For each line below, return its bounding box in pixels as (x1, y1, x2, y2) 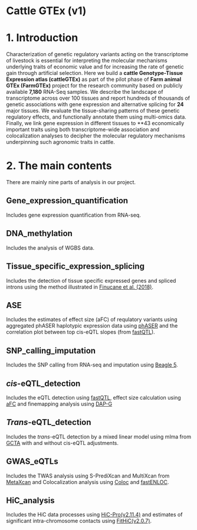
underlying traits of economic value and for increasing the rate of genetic (6, 63, 184, 70)
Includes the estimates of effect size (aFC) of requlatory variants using (6, 316, 178, 323)
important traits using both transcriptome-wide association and (6, 126, 160, 133)
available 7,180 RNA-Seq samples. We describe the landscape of (6, 89, 163, 96)
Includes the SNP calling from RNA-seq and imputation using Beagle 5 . (6, 361, 178, 368)
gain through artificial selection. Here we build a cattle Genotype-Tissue (6, 70, 183, 77)
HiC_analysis (6, 495, 55, 505)
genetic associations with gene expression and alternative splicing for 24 (6, 101, 184, 108)
